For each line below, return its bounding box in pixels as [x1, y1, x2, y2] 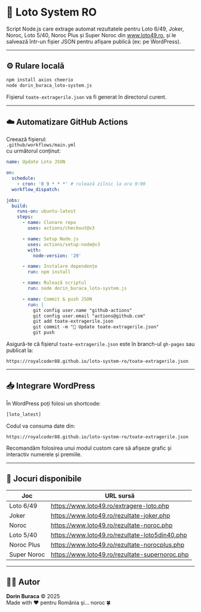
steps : [17, 214, 33, 220]
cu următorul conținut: [6, 147, 61, 154]
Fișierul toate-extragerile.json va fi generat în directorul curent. [6, 93, 167, 101]
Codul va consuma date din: [6, 422, 76, 429]
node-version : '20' [32, 253, 82, 259]
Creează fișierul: [6, 136, 47, 143]
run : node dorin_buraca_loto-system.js [28, 286, 127, 292]
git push [32, 329, 55, 336]
